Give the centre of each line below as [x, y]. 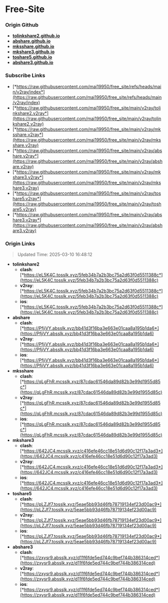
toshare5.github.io [32, 57]
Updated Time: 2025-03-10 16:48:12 [55, 255]
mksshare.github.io [33, 47]
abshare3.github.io [33, 63]
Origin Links [20, 244]
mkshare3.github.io [33, 52]
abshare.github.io [31, 41]
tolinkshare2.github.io [36, 36]
